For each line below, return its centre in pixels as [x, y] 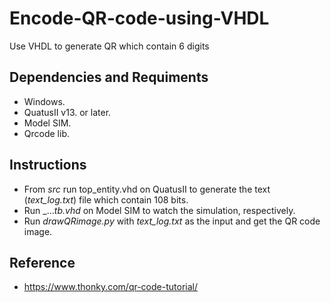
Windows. [44, 101]
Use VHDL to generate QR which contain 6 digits [109, 46]
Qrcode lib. [46, 133]
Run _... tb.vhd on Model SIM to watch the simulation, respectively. [159, 210]
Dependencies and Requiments [109, 77]
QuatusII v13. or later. [67, 112]
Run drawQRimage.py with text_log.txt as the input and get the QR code [172, 221]
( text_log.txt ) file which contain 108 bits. [106, 199]
